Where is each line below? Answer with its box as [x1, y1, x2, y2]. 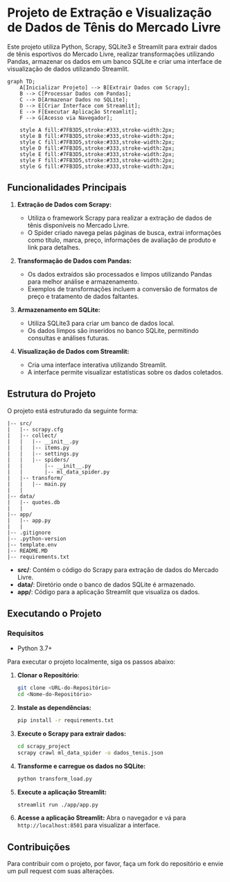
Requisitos [7, 628, 44, 638]
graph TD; [7, 78, 36, 85]
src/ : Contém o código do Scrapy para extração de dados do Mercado [17, 565, 219, 573]
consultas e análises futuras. [27, 334, 109, 342]
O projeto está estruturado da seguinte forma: [7, 406, 139, 415]
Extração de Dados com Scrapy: [17, 200, 112, 209]
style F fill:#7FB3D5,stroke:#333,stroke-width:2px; [19, 157, 175, 164]
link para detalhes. [27, 243, 81, 251]
